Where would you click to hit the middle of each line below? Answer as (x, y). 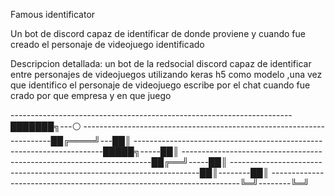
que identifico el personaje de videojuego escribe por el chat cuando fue (160, 85)
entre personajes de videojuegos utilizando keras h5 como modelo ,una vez (166, 74)
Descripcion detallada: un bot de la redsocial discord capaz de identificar (161, 63)
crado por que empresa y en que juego (91, 95)
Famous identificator (53, 14)
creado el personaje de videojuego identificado (107, 44)
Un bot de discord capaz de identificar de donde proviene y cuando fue (158, 33)
